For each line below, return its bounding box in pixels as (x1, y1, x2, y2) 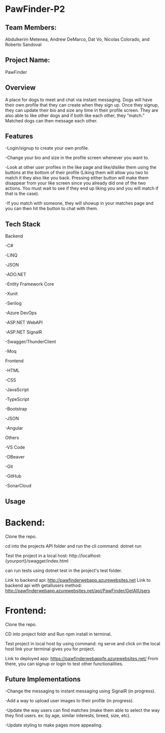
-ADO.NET (5, 272, 26, 278)
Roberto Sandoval (5, 42, 42, 48)
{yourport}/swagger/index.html (5, 558, 68, 564)
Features (5, 132, 33, 141)
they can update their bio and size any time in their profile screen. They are (5, 107, 159, 113)
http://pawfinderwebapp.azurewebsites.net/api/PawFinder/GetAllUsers (5, 587, 150, 593)
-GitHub (5, 473, 22, 479)
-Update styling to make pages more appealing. (5, 722, 103, 728)
